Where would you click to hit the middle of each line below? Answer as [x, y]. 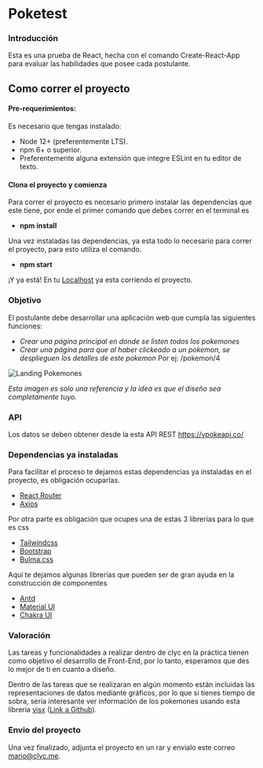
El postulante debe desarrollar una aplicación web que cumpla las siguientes [132, 317]
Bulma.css [36, 559]
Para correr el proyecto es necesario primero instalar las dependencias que [130, 202]
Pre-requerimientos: [42, 109]
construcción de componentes [58, 583]
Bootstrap [35, 551]
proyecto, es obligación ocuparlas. [64, 480]
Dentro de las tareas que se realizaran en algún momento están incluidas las [131, 685]
